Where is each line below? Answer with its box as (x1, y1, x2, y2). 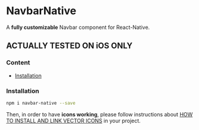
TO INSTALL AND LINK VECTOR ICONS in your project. (6, 117, 141, 124)
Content (6, 58, 31, 67)
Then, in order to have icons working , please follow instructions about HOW (6, 110, 193, 118)
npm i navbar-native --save (6, 100, 76, 106)
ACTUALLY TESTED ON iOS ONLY (6, 41, 132, 51)
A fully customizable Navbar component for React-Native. (6, 24, 150, 31)
